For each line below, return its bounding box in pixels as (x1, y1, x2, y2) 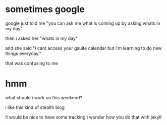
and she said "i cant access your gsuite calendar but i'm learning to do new (5, 45, 162, 51)
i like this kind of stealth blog (5, 104, 65, 110)
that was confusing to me (5, 60, 58, 66)
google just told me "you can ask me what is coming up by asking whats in (5, 20, 160, 26)
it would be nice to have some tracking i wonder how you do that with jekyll (5, 114, 162, 120)
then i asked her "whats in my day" (5, 35, 78, 41)
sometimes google (5, 4, 85, 15)
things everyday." (5, 50, 42, 56)
